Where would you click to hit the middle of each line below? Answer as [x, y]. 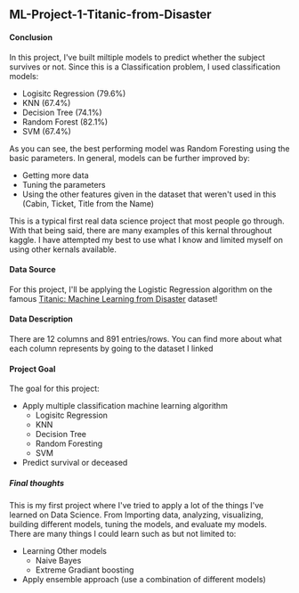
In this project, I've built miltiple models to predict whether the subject [137, 57]
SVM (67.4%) [46, 131]
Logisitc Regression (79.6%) [74, 93]
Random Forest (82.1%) [65, 122]
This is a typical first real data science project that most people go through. [147, 221]
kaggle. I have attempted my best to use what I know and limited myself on [146, 240]
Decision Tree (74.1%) [62, 112]
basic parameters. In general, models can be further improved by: [130, 158]
